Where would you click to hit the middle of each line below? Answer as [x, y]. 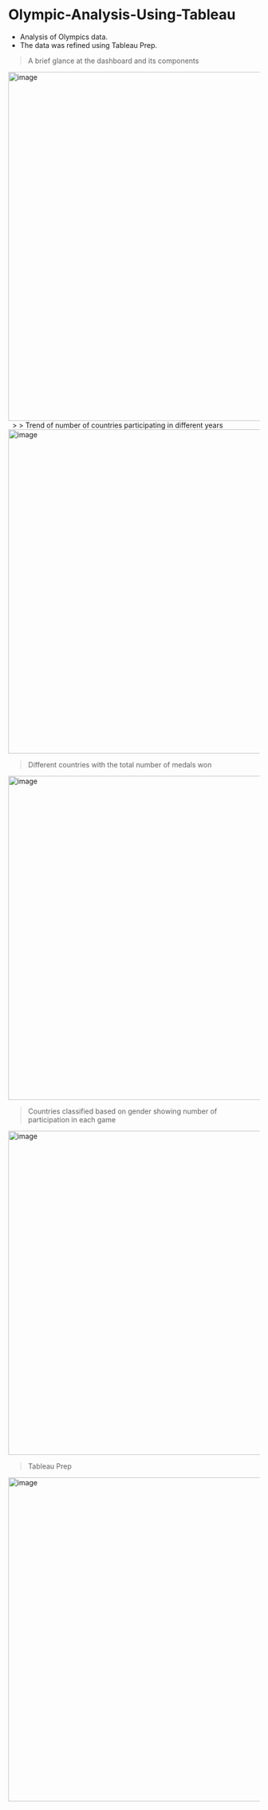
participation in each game [72, 1119]
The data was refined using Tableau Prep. [89, 45]
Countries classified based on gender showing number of [122, 1111]
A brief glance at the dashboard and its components [113, 61]
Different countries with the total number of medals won [120, 764]
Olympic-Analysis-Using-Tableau [122, 15]
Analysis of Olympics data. [64, 37]
